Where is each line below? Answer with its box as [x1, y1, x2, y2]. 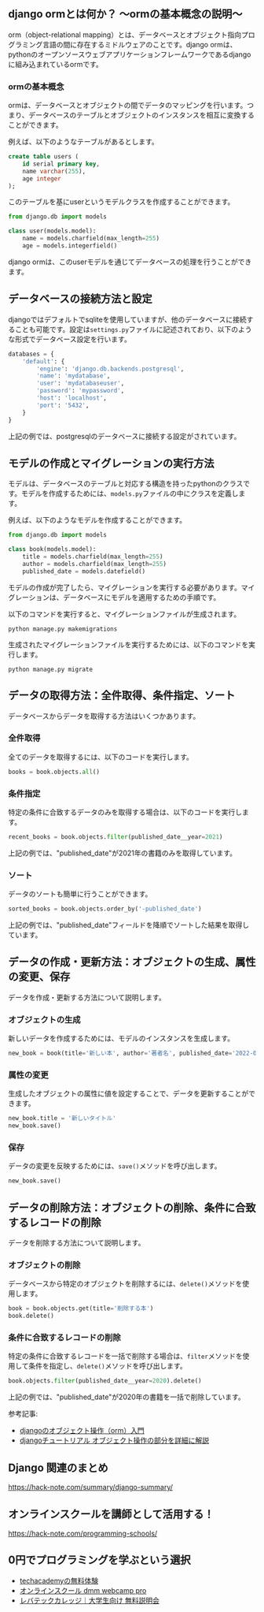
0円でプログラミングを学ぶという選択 [8, 1554, 191, 1567]
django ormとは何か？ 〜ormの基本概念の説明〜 [8, 7, 243, 21]
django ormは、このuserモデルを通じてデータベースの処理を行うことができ [8, 257, 252, 266]
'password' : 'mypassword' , [36, 387, 125, 395]
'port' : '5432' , [36, 401, 90, 409]
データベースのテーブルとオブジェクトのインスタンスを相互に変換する [28, 110, 255, 120]
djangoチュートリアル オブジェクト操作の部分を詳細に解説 [19, 1435, 210, 1445]
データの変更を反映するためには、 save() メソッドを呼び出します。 [8, 1161, 222, 1171]
